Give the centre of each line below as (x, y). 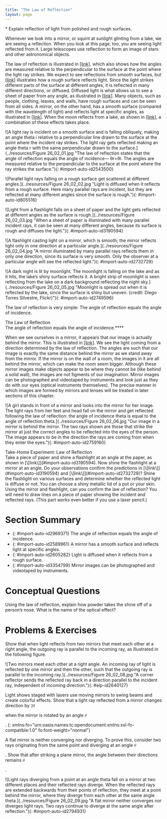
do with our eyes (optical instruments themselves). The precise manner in (81, 385)
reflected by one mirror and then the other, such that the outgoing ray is (79, 669)
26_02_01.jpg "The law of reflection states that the (98, 153)
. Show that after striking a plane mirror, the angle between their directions (82, 755)
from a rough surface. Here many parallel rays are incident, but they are (79, 189)
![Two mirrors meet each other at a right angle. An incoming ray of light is (81, 664)
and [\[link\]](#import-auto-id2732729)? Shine (108, 473)
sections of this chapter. (30, 396)
